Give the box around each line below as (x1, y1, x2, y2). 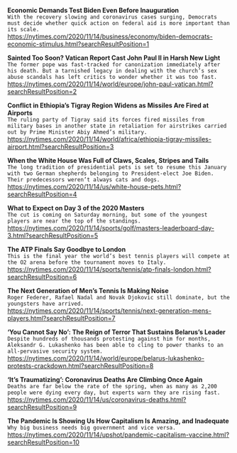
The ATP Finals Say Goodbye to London (7, 245, 126, 253)
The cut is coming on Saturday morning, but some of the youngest (7, 211, 208, 218)
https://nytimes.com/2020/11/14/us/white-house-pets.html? (7, 183, 182, 191)
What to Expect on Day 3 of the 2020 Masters (7, 204, 145, 212)
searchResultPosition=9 (7, 403, 77, 411)
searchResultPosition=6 (7, 273, 77, 281)
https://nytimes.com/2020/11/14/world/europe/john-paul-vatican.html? (7, 80, 214, 88)
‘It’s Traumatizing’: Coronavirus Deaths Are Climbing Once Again (7, 375, 203, 383)
